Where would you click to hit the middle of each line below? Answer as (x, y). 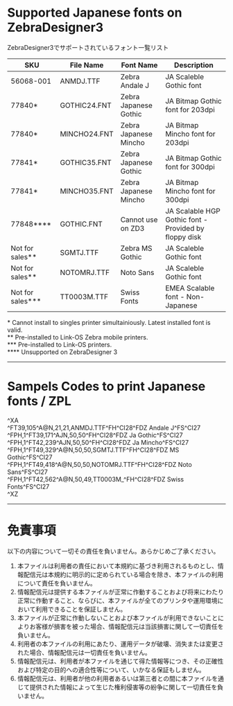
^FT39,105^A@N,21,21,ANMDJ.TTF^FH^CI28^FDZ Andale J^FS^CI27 (104, 427)
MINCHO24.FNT (87, 134)
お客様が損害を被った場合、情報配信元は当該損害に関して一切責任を (127, 626)
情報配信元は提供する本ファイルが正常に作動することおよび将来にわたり (120, 592)
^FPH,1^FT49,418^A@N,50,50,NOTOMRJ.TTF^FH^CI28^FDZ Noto (100, 464)
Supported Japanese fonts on (95, 13)
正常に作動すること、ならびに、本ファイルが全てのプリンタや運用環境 (117, 600)
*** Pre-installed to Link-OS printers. (60, 344)
